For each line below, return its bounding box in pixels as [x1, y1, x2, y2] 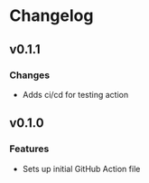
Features [9, 142, 50, 155]
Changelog [9, 5, 94, 26]
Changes [9, 69, 51, 82]
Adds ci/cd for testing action [22, 89, 129, 100]
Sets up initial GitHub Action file [22, 163, 141, 174]
